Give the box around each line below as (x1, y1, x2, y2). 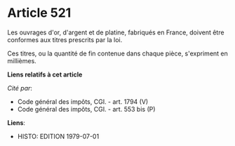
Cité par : (7, 84, 33, 92)
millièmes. (7, 56, 36, 65)
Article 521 (7, 5, 72, 21)
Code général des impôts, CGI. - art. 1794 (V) (17, 97, 149, 106)
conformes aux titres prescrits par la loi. (7, 35, 123, 44)
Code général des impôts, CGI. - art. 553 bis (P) (17, 105, 156, 113)
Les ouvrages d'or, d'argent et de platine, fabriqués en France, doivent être (7, 28, 224, 36)
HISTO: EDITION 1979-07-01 (17, 132, 100, 140)
